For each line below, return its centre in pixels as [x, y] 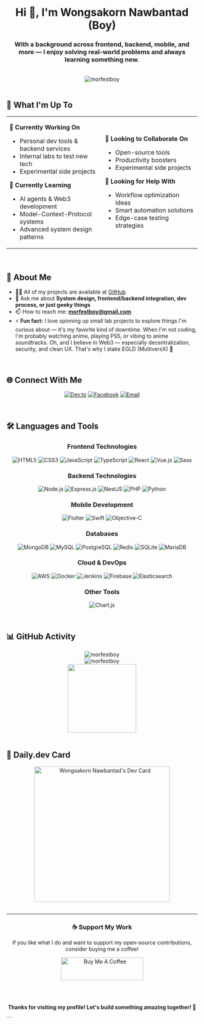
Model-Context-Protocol [56, 214]
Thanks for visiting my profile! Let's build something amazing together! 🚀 [102, 1008]
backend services [45, 149]
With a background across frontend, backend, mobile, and [102, 44]
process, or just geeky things [53, 305]
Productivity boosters [146, 160]
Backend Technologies [102, 475]
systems [32, 222]
